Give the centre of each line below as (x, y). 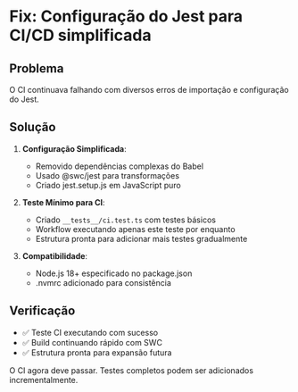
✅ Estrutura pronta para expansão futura (97, 352)
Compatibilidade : (54, 255)
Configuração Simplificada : (74, 148)
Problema (37, 68)
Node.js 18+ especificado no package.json (114, 273)
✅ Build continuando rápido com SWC (92, 342)
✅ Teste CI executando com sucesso (90, 332)
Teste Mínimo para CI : (63, 202)
